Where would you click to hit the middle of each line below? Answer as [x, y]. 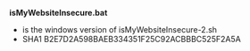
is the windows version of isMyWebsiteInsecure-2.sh [119, 29]
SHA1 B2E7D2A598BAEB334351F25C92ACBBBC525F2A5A [131, 39]
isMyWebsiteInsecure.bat [58, 13]
